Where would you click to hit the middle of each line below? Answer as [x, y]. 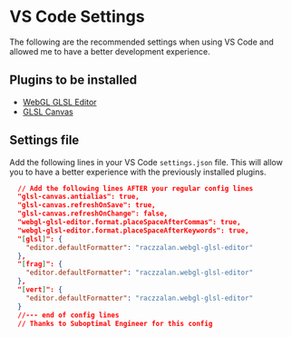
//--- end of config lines [68, 315]
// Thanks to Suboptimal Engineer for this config [115, 323]
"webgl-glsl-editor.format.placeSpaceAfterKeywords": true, [133, 230]
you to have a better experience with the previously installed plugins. [138, 172]
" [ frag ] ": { [40, 264]
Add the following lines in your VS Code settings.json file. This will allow [146, 162]
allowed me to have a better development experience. [110, 51]
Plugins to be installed [73, 80]
